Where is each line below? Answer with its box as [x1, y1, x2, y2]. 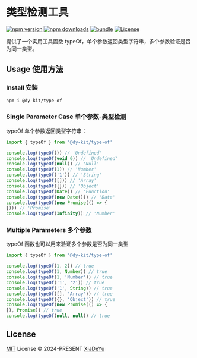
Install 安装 [6, 84, 38, 92]
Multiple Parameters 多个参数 [6, 226, 92, 234]
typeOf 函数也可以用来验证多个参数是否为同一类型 [6, 240, 129, 247]
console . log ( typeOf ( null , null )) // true [6, 313, 110, 319]
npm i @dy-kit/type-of [6, 98, 62, 103]
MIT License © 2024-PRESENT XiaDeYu [6, 345, 105, 352]
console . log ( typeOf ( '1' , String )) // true [6, 285, 113, 291]
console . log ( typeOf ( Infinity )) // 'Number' [6, 211, 116, 217]
